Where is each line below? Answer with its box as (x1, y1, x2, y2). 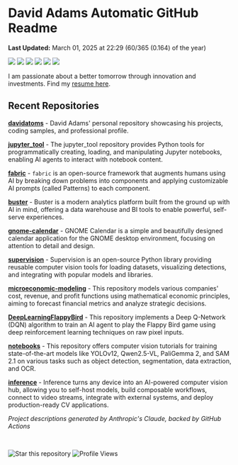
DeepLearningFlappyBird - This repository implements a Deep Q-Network (8, 313, 226, 321)
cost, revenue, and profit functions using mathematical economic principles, (8, 291, 230, 300)
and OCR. (8, 364, 36, 373)
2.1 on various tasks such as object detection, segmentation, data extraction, (8, 357, 232, 365)
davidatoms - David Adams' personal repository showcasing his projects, (8, 118, 224, 127)
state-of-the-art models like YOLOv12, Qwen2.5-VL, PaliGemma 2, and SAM (8, 349, 229, 357)
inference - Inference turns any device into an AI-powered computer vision (8, 378, 228, 386)
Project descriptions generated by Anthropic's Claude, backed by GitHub (8, 414, 222, 422)
